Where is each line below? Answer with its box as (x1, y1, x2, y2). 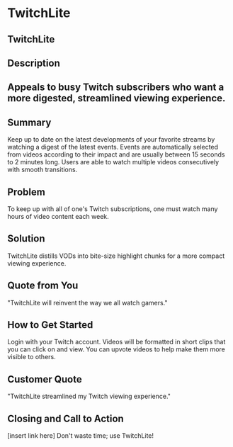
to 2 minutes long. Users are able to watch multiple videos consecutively (7, 158, 220, 166)
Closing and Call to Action (7, 412, 124, 424)
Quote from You (7, 280, 79, 292)
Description (7, 57, 60, 69)
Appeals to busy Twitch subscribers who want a (7, 81, 225, 94)
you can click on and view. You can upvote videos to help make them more (7, 345, 225, 353)
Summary (7, 116, 52, 128)
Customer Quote (7, 373, 83, 385)
